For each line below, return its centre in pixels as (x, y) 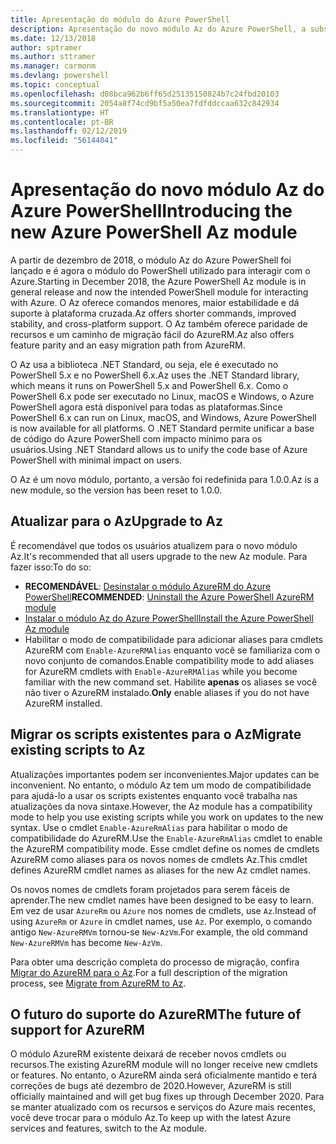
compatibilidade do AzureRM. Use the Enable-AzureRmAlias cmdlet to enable (166, 838)
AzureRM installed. (63, 703)
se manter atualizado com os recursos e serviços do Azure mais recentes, (163, 1107)
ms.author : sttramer (53, 57)
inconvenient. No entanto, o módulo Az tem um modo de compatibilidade (161, 785)
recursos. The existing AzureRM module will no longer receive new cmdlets (164, 1065)
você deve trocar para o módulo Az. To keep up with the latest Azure (151, 1118)
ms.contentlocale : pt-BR (62, 122)
